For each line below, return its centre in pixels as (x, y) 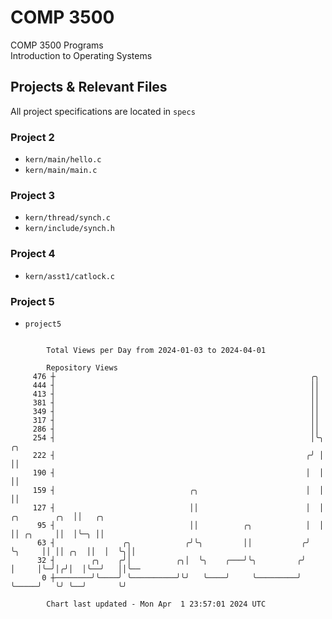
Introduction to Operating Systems (81, 55)
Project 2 (32, 137)
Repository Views (82, 367)
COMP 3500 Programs (57, 45)
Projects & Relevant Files (89, 87)
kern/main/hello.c (63, 160)
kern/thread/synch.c (67, 218)
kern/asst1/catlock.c (69, 276)
